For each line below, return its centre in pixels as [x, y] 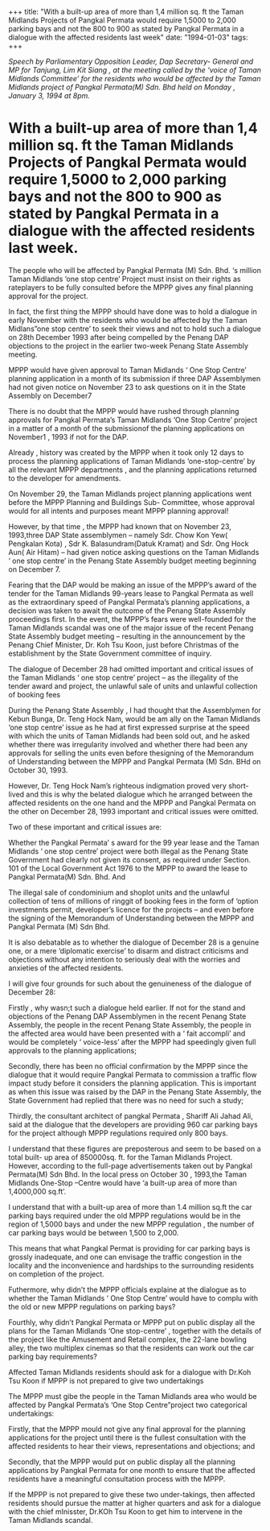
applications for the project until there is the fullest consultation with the [127, 1438]
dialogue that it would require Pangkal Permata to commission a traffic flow [133, 1074]
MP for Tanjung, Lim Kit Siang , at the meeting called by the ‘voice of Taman [135, 70]
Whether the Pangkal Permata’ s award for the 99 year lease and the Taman [134, 842]
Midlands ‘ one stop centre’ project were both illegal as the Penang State [129, 851]
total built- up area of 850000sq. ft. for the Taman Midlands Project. [121, 1157]
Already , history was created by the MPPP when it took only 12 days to [126, 452]
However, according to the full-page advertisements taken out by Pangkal [131, 1165]
